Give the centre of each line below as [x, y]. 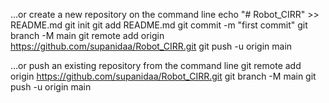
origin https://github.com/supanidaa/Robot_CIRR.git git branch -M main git [163, 76]
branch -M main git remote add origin [87, 35]
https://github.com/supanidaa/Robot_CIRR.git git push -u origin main [151, 46]
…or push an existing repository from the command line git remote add [156, 65]
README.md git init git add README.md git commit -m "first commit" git [159, 25]
